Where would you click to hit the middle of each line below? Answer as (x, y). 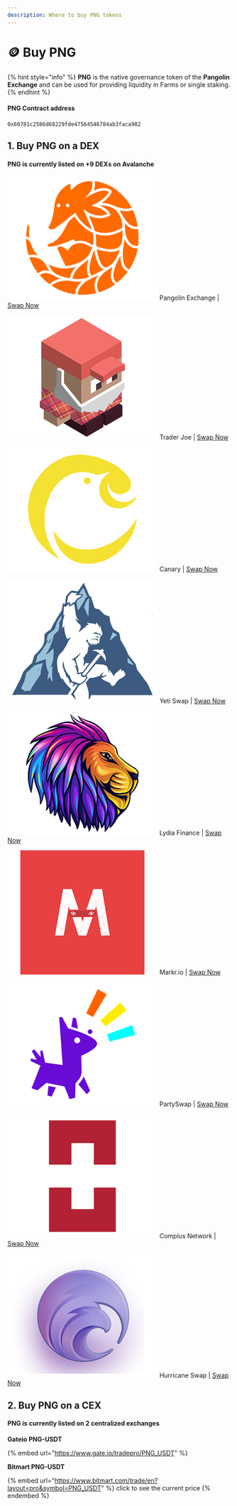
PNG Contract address (41, 108)
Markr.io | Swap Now (190, 973)
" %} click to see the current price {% (156, 1488)
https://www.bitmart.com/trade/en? (106, 1480)
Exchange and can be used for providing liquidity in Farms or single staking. (119, 85)
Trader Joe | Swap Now (194, 438)
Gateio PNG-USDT (35, 1439)
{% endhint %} (29, 92)
